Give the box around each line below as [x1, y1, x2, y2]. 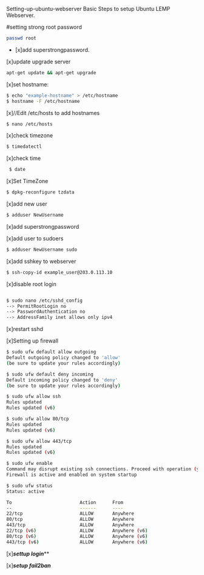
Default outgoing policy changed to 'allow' [6, 355, 121, 361]
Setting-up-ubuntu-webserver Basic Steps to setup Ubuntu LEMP [6, 5, 171, 12]
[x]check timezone [6, 132, 53, 139]
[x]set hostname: [6, 80, 49, 88]
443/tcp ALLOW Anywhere [6, 522, 135, 528]
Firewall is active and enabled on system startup [6, 472, 137, 478]
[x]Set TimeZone [6, 178, 49, 185]
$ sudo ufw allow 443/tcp [6, 438, 72, 444]
